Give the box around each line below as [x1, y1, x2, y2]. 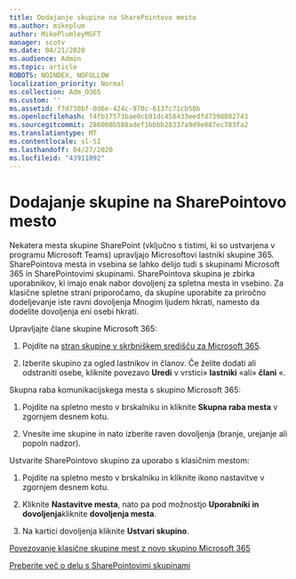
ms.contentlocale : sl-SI [9, 137, 101, 146]
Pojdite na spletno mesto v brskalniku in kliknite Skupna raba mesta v [21, 402, 278, 413]
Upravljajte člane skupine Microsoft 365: [9, 324, 157, 334]
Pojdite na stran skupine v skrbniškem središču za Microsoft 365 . [21, 341, 262, 351]
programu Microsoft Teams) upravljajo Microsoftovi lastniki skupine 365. [9, 250, 275, 261]
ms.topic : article [9, 63, 77, 72]
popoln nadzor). [21, 438, 82, 449]
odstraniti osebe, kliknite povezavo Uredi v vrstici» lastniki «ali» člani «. [21, 367, 286, 378]
